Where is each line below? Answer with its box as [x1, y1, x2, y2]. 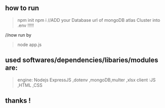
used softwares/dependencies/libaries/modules [5, 56, 159, 64]
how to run [5, 4, 39, 12]
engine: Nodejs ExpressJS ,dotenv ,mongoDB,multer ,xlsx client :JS [17, 77, 156, 83]
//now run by [5, 32, 31, 38]
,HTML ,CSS [17, 82, 43, 88]
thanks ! [5, 97, 31, 105]
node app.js [17, 42, 42, 48]
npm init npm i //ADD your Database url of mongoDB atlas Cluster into [17, 17, 161, 23]
